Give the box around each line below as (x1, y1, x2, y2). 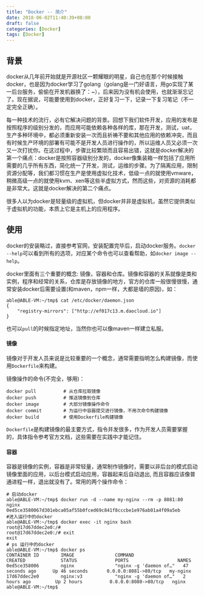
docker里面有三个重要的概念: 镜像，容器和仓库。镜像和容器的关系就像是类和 (6, 270, 197, 277)
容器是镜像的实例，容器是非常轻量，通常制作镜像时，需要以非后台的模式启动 (6, 463, 198, 470)
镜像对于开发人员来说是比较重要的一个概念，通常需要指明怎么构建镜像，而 (6, 354, 192, 362)
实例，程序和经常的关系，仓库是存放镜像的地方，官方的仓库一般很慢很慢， (6, 277, 192, 285)
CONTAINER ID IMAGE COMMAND (6, 552, 135, 558)
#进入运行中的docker (6, 514, 53, 520)
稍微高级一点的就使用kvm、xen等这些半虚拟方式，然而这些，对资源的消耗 (6, 177, 191, 184)
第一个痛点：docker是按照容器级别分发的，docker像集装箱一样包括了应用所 (6, 154, 195, 161)
